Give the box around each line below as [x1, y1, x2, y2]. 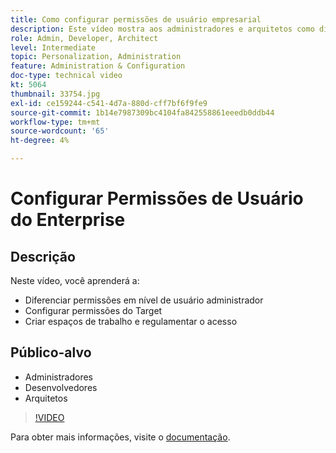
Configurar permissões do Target [24, 305, 163, 316]
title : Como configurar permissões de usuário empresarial [10, 14, 262, 25]
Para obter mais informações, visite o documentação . [10, 431, 231, 443]
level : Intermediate [10, 42, 97, 53]
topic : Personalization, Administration [10, 52, 182, 62]
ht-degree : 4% [10, 136, 70, 146]
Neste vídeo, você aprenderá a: [10, 275, 140, 286]
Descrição [10, 248, 76, 265]
